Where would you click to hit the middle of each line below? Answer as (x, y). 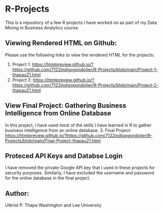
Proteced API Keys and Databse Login (64, 156)
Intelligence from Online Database (58, 113)
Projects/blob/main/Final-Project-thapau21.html (53, 141)
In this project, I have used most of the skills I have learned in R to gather (78, 125)
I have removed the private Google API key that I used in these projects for (80, 168)
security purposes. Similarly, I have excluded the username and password (80, 173)
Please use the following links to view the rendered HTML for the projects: (80, 55)
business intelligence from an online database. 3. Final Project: (68, 130)
